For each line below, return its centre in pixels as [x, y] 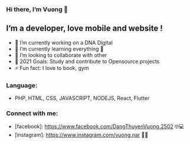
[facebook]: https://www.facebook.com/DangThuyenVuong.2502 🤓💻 [99, 126]
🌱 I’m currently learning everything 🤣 [59, 49]
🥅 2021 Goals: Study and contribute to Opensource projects [87, 61]
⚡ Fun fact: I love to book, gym [52, 68]
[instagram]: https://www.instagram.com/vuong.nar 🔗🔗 [81, 135]
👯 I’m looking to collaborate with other [61, 55]
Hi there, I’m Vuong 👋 [37, 9]
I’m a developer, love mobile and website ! [85, 29]
